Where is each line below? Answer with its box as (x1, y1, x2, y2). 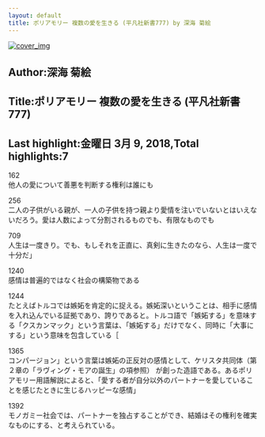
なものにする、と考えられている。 (8, 420, 119, 430)
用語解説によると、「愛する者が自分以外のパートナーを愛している (35, 375, 247, 385)
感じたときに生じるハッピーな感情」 (21, 386, 140, 395)
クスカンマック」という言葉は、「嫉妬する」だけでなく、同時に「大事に (21, 321, 255, 330)
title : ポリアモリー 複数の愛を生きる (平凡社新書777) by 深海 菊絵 (8, 19, 211, 27)
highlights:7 (8, 150, 69, 163)
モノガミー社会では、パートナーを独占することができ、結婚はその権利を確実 (8, 411, 258, 420)
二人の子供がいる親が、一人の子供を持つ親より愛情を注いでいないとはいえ (8, 205, 251, 215)
